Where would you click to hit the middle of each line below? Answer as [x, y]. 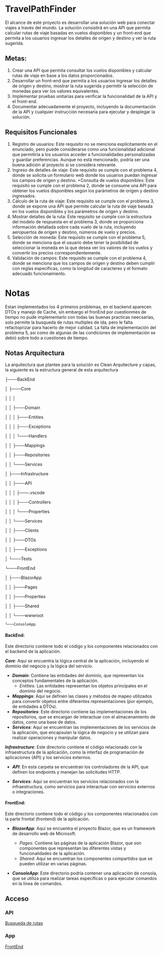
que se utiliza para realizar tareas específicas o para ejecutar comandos [84, 878]
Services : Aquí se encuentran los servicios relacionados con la [75, 781]
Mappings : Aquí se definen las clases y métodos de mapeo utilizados [82, 696]
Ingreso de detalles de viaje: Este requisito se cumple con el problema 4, [85, 170]
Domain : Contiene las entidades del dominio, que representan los [78, 675]
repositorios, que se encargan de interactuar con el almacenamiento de [84, 717]
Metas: [16, 59]
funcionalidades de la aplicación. [52, 853]
